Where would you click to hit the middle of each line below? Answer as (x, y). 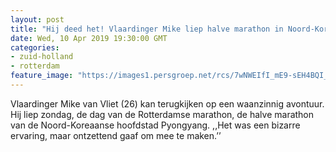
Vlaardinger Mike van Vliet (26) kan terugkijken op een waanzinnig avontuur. (167, 103)
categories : (35, 47)
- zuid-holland (42, 57)
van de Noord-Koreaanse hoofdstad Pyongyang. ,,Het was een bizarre (155, 125)
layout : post (37, 19)
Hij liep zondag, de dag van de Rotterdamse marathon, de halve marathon (162, 114)
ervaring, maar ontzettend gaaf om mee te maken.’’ (116, 135)
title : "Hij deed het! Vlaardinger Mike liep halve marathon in (147, 29)
